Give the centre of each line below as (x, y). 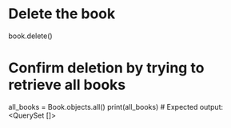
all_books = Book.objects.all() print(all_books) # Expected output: (116, 107)
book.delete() (31, 36)
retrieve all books (67, 85)
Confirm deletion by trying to (106, 68)
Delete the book (62, 14)
